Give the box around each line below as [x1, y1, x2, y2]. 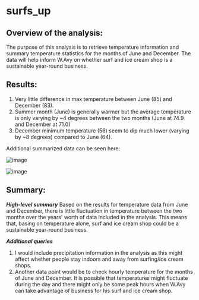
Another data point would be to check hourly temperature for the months [14, 268, 193, 275]
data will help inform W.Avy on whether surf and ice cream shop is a [6, 56, 173, 63]
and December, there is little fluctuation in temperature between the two [6, 207, 182, 214]
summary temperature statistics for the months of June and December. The [6, 50, 191, 57]
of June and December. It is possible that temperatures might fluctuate [14, 274, 188, 282]
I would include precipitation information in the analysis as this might [14, 249, 183, 256]
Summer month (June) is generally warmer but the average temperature [14, 108, 192, 115]
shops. [14, 261, 31, 269]
